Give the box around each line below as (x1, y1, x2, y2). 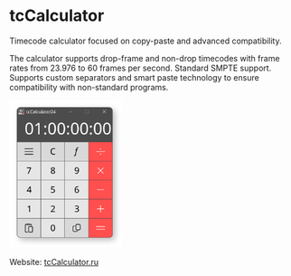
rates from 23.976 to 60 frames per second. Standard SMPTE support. (9, 62, 272, 73)
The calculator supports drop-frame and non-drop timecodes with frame (9, 52, 280, 63)
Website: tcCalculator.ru (9, 256, 99, 267)
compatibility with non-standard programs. (9, 81, 169, 92)
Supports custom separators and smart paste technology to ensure (9, 71, 259, 82)
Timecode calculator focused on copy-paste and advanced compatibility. (9, 35, 282, 46)
